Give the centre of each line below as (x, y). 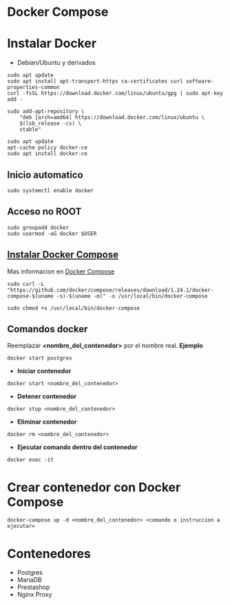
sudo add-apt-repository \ (46, 112)
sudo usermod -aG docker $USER (52, 234)
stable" (30, 130)
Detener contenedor (47, 396)
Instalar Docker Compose (63, 255)
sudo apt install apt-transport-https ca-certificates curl (95, 81)
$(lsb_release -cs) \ (50, 124)
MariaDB (30, 580)
